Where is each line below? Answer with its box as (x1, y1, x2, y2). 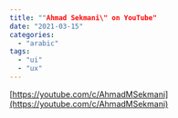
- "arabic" (17, 38, 59, 48)
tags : (9, 47, 30, 56)
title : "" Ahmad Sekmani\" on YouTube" (9, 13, 157, 23)
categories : (9, 30, 55, 39)
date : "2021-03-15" (9, 22, 84, 31)
